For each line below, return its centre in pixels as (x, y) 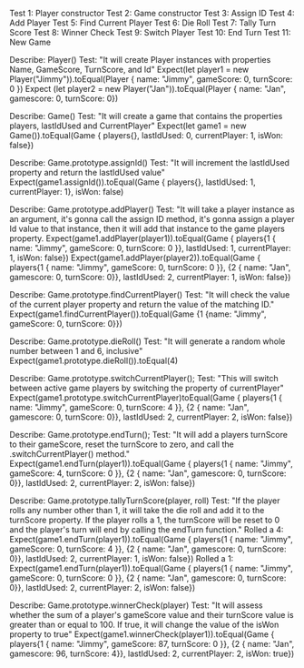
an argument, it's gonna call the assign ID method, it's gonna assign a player (152, 219)
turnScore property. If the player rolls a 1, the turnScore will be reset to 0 (145, 520)
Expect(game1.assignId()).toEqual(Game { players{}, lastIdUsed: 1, (132, 182)
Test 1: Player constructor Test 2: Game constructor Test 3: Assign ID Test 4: (152, 13)
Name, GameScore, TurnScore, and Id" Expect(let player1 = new (129, 69)
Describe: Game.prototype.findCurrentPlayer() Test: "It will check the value (150, 294)
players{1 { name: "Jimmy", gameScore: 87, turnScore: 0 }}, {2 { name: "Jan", (152, 644)
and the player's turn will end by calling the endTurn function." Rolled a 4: (147, 530)
